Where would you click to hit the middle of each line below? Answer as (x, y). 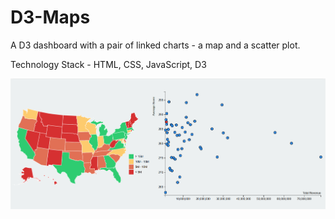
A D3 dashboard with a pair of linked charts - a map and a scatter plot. (155, 45)
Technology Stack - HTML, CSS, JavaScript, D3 (108, 64)
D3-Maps (50, 17)
